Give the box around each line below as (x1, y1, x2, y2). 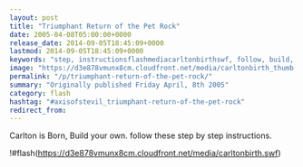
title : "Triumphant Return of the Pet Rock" (9, 22, 181, 31)
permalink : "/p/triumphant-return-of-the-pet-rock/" (9, 72, 213, 81)
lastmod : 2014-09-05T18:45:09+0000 (9, 47, 144, 56)
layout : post (9, 13, 59, 23)
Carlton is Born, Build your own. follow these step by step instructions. (9, 130, 272, 141)
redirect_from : (9, 106, 67, 115)
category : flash (9, 88, 71, 97)
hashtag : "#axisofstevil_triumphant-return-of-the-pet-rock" (9, 97, 246, 107)
